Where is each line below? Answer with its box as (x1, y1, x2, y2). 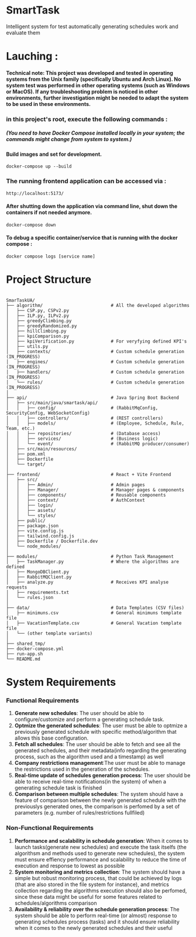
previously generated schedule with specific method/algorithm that (14, 729, 177, 736)
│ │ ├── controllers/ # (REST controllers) (6, 415, 164, 421)
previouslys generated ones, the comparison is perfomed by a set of (14, 803, 180, 810)
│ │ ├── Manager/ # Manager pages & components (6, 487, 184, 493)
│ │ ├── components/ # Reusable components (6, 492, 166, 498)
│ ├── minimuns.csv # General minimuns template (6, 610, 182, 615)
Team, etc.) (6, 425, 35, 431)
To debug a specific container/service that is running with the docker (6, 234, 178, 241)
